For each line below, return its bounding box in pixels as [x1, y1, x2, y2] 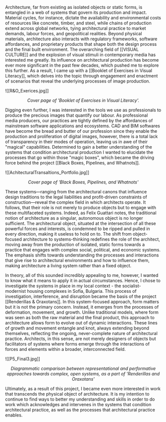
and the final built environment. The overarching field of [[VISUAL [5, 47, 139, 52]
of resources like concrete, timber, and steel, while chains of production [5, 20, 152, 26]
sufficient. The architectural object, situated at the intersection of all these [5, 221, 156, 226]
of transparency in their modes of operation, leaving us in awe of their [5, 139, 148, 145]
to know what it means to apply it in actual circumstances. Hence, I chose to [5, 278, 161, 283]
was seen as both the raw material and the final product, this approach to [5, 315, 155, 320]
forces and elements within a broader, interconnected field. [5, 346, 126, 352]
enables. [5, 412, 23, 418]
